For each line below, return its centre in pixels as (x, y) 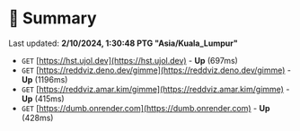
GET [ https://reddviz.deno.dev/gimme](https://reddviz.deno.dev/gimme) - (156, 70)
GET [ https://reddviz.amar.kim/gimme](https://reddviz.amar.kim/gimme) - (155, 89)
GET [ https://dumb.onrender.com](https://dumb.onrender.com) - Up (146, 108)
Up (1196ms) (44, 79)
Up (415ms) (43, 99)
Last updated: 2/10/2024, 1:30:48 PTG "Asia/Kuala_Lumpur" (124, 43)
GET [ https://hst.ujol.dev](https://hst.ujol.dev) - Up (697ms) (130, 60)
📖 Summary (53, 18)
